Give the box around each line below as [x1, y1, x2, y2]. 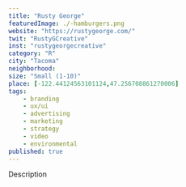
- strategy [23, 125, 60, 133]
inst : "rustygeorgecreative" [8, 42, 107, 50]
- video [23, 132, 49, 140]
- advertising [23, 110, 70, 118]
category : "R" [8, 49, 57, 57]
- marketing [23, 117, 63, 125]
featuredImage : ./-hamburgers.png [8, 19, 125, 28]
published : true [8, 147, 63, 155]
